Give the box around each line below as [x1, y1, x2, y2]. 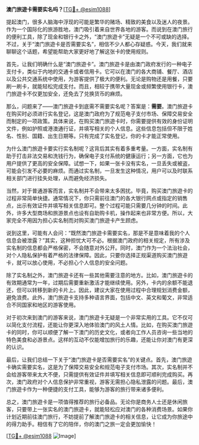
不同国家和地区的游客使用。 [11, 302, 79, 308]
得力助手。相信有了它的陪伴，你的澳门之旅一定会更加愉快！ [11, 421, 157, 427]
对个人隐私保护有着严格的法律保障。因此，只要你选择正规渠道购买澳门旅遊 [6, 252, 188, 258]
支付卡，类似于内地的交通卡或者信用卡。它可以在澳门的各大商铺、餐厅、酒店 [6, 68, 193, 75]
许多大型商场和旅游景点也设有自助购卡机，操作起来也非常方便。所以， [16, 210, 188, 216]
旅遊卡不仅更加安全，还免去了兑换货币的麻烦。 [11, 90, 126, 97]
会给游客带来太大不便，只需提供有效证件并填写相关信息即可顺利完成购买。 [6, 371, 188, 378]
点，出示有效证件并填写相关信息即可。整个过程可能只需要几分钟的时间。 [6, 202, 182, 209]
